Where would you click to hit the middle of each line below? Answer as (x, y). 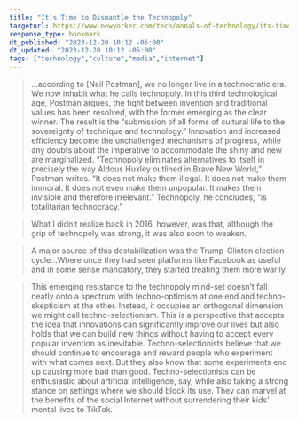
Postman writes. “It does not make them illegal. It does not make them (158, 178)
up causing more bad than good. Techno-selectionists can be (143, 371)
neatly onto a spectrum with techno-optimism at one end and (143, 296)
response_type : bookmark (55, 34)
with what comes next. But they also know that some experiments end (159, 362)
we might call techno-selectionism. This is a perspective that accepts (157, 315)
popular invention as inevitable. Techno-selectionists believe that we (156, 343)
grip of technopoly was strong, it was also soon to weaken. (138, 233)
